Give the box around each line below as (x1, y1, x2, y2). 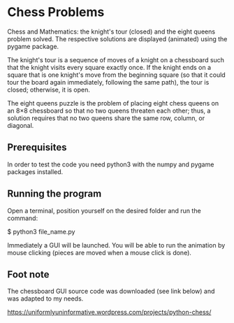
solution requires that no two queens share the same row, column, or (7, 113, 205, 122)
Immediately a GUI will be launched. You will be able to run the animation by (7, 241, 226, 249)
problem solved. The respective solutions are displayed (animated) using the (7, 34, 228, 43)
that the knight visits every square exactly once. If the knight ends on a (7, 63, 212, 71)
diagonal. (7, 121, 34, 129)
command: (7, 214, 38, 222)
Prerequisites (7, 141, 67, 154)
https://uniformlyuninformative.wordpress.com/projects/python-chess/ (7, 308, 212, 317)
